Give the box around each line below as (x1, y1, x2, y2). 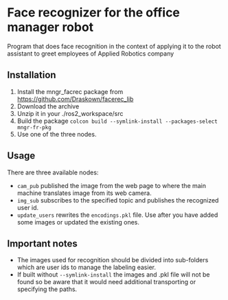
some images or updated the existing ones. (16, 218, 139, 226)
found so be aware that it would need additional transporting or (16, 278, 196, 286)
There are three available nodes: (7, 168, 99, 176)
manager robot (7, 19, 94, 35)
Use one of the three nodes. (16, 130, 97, 138)
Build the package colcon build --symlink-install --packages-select (16, 117, 218, 125)
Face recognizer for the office (7, 5, 181, 21)
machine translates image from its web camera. (16, 189, 152, 197)
